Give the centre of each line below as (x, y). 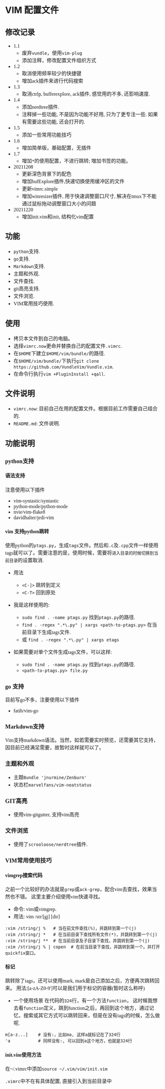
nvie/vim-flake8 (29, 512)
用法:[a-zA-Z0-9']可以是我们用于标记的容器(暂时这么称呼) (81, 988)
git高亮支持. (27, 289)
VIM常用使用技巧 (28, 861)
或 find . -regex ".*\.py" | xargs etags (71, 640)
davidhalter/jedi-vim (34, 517)
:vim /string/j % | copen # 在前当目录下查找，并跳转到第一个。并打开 (83, 947)
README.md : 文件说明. (37, 424)
